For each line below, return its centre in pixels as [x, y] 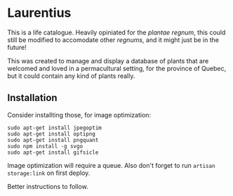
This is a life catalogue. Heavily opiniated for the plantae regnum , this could [116, 32]
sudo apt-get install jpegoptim [54, 128]
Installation [32, 98]
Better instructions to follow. [48, 186]
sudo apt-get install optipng [52, 134]
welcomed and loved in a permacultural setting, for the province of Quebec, [117, 68]
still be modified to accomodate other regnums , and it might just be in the [113, 39]
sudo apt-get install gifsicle [53, 152]
